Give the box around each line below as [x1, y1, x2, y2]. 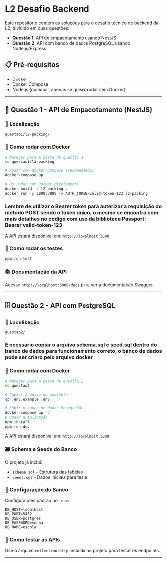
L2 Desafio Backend [5, 3, 89, 15]
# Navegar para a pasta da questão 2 [5, 379, 83, 384]
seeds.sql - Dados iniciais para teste [12, 474, 88, 480]
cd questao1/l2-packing [5, 159, 55, 164]
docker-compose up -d [5, 410, 50, 415]
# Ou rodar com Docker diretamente [5, 182, 79, 187]
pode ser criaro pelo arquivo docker [5, 354, 93, 361]
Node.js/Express [12, 45, 46, 51]
